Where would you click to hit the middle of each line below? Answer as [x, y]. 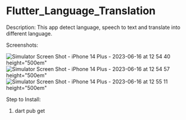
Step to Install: [24, 99]
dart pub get [30, 111]
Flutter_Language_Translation [81, 11]
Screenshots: [22, 45]
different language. [29, 33]
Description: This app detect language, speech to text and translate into [93, 27]
